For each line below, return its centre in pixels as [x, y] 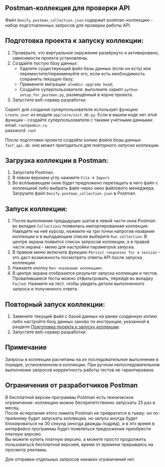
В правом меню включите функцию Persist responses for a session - [86, 252]
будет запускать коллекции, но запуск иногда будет [83, 418]
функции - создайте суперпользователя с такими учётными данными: [79, 120]
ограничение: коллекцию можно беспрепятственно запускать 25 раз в [80, 402]
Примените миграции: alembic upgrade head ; [66, 84]
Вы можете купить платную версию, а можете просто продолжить [76, 439]
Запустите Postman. [33, 173]
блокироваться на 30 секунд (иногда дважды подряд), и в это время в [80, 423]
